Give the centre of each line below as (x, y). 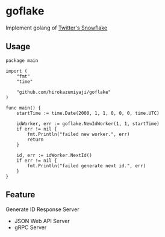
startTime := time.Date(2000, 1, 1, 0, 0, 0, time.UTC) (88, 113)
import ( (17, 71)
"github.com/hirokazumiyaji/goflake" (64, 92)
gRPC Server (30, 227)
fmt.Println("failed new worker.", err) (79, 134)
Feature (20, 195)
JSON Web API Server (42, 221)
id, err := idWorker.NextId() (54, 155)
